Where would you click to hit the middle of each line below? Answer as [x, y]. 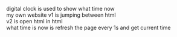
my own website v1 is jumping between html [61, 15]
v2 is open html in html [34, 21]
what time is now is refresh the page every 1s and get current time [88, 27]
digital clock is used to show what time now [60, 9]
